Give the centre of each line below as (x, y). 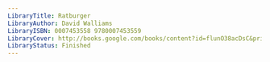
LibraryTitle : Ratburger (49, 16)
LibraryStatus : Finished (49, 46)
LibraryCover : (31, 38)
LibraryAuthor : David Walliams (60, 23)
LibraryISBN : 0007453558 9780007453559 (75, 31)
